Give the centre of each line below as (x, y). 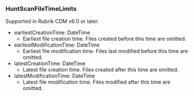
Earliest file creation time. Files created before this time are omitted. (105, 39)
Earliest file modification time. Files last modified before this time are (105, 51)
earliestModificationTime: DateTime (57, 45)
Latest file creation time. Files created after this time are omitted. (101, 70)
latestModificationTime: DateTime (55, 76)
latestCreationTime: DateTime (50, 63)
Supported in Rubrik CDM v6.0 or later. (52, 22)
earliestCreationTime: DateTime (52, 33)
